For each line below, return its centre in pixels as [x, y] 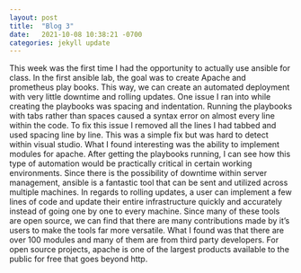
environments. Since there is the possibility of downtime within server [138, 173]
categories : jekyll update [60, 43]
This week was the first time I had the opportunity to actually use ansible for [150, 68]
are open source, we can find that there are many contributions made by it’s [150, 221]
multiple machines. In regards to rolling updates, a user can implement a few [150, 192]
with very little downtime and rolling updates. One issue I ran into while [140, 97]
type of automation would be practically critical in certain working [131, 163]
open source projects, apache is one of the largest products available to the [150, 250]
